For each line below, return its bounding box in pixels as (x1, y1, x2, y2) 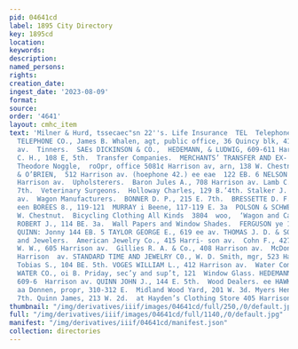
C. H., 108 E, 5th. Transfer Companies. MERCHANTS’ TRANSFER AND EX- (17, 153, 288, 163)
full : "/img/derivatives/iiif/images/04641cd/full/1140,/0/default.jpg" (9, 310, 284, 320)
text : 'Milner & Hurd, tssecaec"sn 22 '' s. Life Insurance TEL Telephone (9, 129, 292, 138)
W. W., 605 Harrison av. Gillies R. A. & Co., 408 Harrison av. (17, 244, 264, 253)
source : (9, 104, 38, 113)
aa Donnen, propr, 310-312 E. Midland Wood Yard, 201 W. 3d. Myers (17, 285, 276, 294)
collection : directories (9, 327, 101, 336)
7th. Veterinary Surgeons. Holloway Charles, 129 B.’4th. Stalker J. (17, 186, 288, 195)
